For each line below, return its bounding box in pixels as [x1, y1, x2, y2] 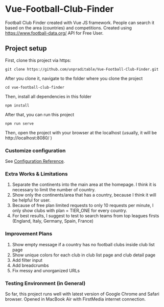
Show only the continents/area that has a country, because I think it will [12, 192, 157, 198]
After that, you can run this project [5, 111, 74, 117]
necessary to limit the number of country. [12, 187, 96, 193]
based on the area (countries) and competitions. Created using [5, 25, 132, 30]
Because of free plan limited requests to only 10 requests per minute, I [12, 203, 154, 208]
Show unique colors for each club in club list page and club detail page [12, 252, 156, 258]
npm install [5, 103, 29, 108]
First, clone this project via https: [5, 57, 71, 63]
